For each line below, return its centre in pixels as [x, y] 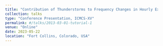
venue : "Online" [21, 27]
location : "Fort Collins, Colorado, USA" [48, 36]
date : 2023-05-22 [23, 32]
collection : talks [24, 14]
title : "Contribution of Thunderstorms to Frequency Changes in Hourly [79, 9]
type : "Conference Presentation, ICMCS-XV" [50, 18]
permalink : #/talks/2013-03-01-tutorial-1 [49, 23]
